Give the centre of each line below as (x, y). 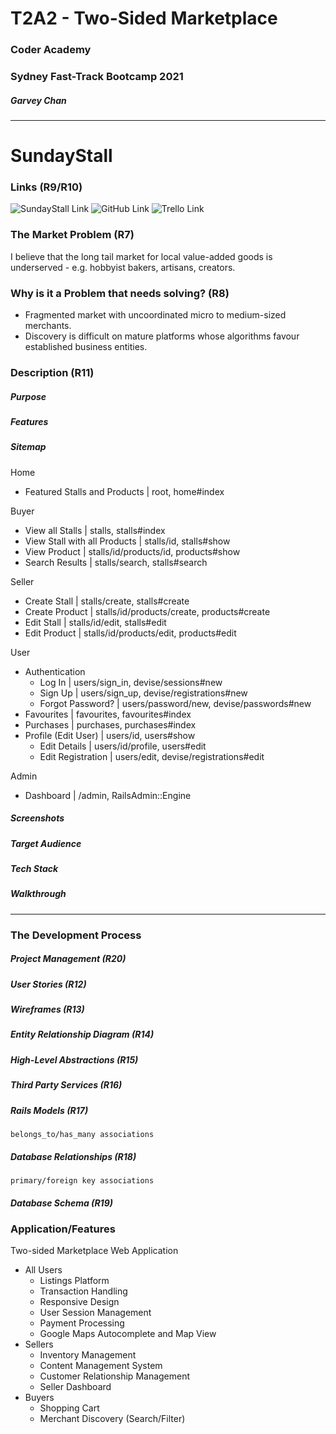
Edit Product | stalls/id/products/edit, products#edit (130, 633)
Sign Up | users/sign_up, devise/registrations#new (143, 693)
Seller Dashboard (75, 1387)
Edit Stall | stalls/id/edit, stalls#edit (95, 622)
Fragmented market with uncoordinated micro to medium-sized (155, 315)
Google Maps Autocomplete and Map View (128, 1334)
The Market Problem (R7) (72, 235)
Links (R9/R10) (46, 187)
